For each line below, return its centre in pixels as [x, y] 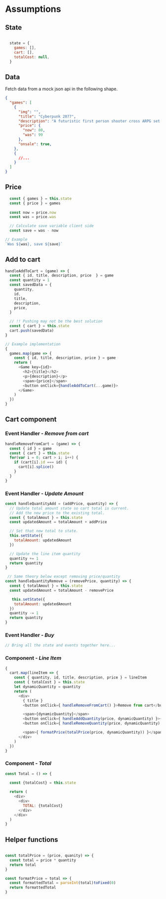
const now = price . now [33, 212]
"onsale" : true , [35, 144]
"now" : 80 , [34, 130]
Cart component [31, 420]
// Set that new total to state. [44, 531]
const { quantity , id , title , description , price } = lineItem [81, 677]
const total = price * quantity [43, 860]
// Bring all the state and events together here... [61, 645]
